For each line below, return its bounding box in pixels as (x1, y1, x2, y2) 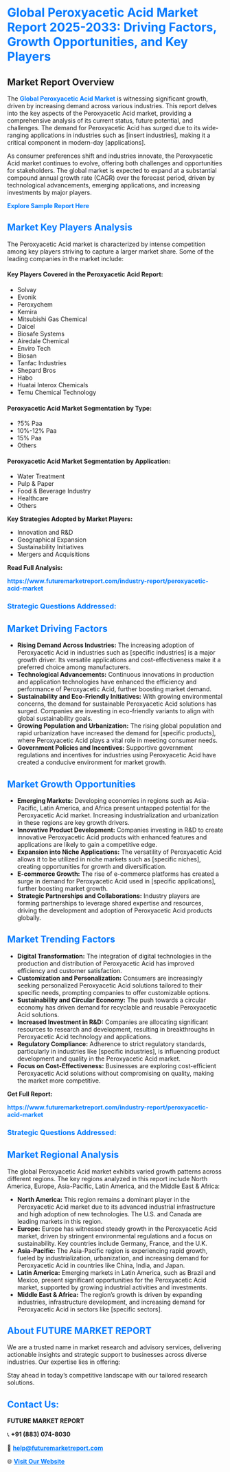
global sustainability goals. (16, 715, 93, 723)
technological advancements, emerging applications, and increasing (7, 181, 200, 189)
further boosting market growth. (16, 884, 108, 892)
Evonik (16, 293, 36, 301)
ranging (7, 131, 30, 139)
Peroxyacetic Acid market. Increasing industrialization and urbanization (16, 811, 219, 819)
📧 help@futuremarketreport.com (7, 1444, 104, 1452)
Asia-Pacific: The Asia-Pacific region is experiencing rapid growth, (16, 1246, 208, 1255)
